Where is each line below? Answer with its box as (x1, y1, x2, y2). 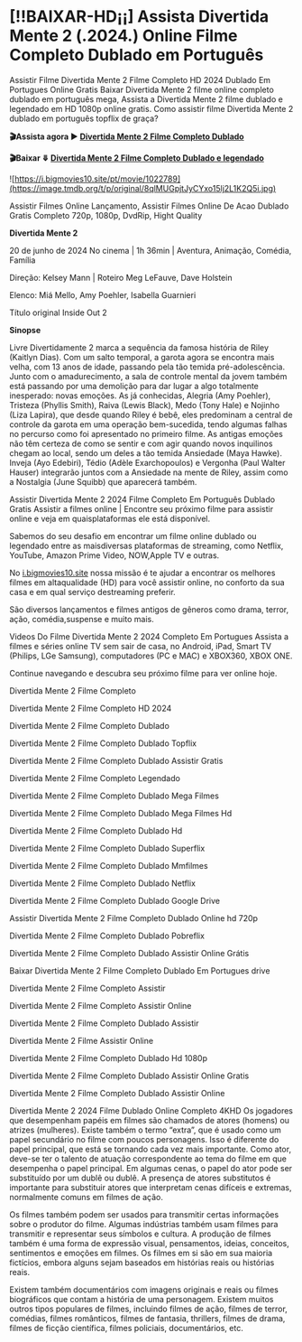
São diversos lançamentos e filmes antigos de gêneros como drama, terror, (9, 603, 289, 615)
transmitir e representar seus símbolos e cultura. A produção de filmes (9, 1228, 272, 1239)
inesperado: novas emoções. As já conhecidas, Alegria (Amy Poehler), (9, 390, 271, 401)
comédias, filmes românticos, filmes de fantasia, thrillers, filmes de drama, (9, 1312, 286, 1324)
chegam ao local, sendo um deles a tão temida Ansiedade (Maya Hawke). (9, 447, 282, 458)
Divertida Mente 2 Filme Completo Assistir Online (9, 1000, 192, 1011)
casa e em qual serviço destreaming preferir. (9, 586, 176, 597)
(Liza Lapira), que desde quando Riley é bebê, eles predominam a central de (9, 409, 293, 420)
